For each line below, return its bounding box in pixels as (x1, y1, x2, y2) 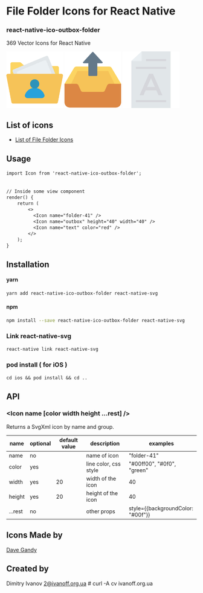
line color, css (86, 460, 121, 467)
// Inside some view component (6, 188, 85, 194)
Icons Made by (6, 530, 63, 540)
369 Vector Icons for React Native (6, 39, 91, 46)
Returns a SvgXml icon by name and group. (6, 423, 115, 430)
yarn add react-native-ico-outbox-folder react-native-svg (6, 290, 158, 296)
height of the (86, 490, 118, 497)
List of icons (6, 120, 53, 130)
